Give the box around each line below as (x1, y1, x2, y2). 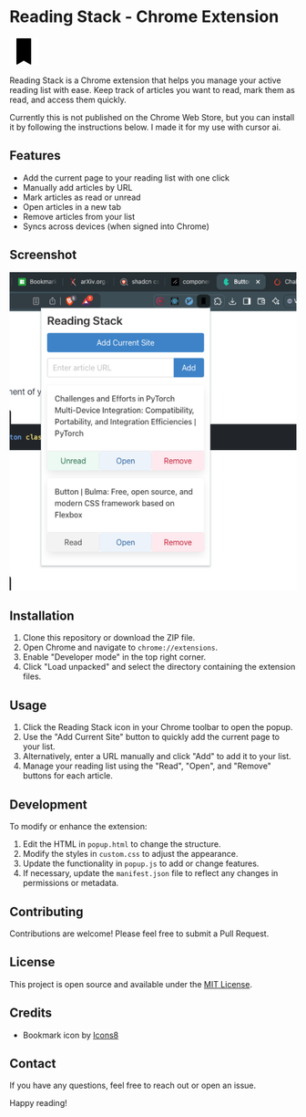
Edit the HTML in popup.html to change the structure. (22, 839, 221, 850)
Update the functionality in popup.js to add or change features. (22, 858, 260, 869)
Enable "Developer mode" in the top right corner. (22, 652, 207, 663)
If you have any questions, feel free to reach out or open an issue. (9, 1080, 257, 1091)
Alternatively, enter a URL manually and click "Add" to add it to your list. (22, 751, 291, 762)
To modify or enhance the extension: (9, 821, 148, 832)
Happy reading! (9, 1098, 67, 1109)
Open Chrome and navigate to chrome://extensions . (22, 642, 219, 653)
